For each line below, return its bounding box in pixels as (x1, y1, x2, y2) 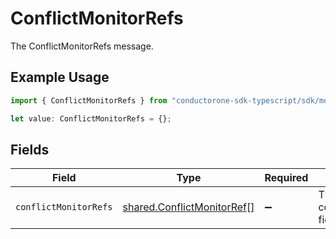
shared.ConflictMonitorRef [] (122, 200, 255, 214)
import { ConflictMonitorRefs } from (10, 95, 168, 106)
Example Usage (10, 69, 110, 86)
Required (264, 171, 309, 185)
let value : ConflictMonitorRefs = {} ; (10, 113, 172, 124)
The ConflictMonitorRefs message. (10, 40, 154, 52)
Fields (10, 141, 50, 158)
